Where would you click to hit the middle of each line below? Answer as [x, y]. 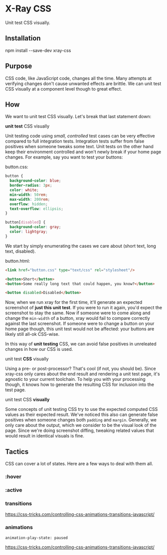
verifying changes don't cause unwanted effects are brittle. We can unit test [83, 84]
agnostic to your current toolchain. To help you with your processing [75, 379]
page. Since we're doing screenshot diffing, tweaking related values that [80, 430]
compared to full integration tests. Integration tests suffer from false [75, 141]
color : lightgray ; [29, 232]
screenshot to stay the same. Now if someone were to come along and [78, 313]
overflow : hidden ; [29, 204]
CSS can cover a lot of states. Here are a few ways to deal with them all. [79, 464]
